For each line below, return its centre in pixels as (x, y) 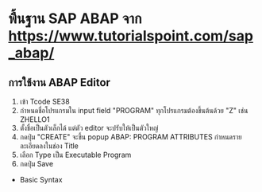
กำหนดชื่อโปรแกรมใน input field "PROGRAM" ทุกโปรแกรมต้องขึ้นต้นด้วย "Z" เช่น (134, 110)
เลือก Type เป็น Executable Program (75, 155)
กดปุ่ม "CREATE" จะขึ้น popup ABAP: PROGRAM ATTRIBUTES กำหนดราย (131, 137)
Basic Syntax (41, 180)
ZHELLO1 (35, 120)
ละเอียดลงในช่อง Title (49, 146)
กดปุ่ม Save (37, 164)
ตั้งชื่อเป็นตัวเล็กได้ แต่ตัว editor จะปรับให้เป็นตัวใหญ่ (89, 128)
